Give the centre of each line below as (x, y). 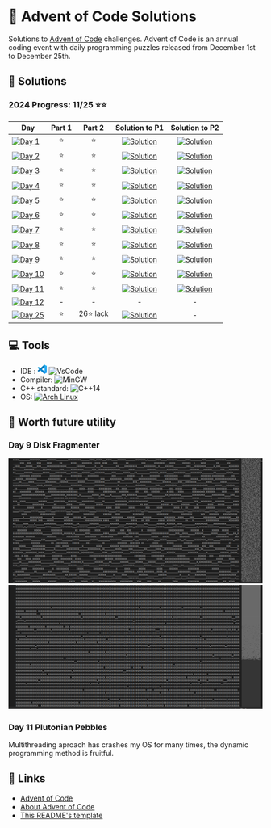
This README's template (61, 815)
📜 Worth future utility (63, 422)
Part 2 (94, 128)
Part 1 (62, 128)
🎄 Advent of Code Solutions (102, 17)
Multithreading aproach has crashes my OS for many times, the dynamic (129, 745)
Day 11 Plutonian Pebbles (58, 727)
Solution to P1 (140, 128)
